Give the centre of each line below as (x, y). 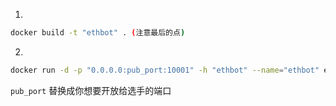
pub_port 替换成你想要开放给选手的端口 (91, 90)
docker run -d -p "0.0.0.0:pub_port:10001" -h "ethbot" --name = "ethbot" (165, 70)
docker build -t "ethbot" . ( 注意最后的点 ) (98, 33)
